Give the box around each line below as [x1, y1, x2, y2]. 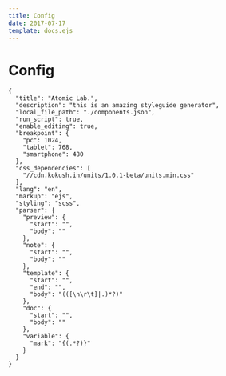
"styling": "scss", [15, 199, 81, 208]
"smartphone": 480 [22, 150, 84, 158]
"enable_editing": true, [15, 122, 98, 130]
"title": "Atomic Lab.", [15, 94, 98, 102]
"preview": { [22, 214, 66, 222]
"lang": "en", [15, 186, 62, 194]
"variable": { [22, 333, 69, 341]
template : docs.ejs [8, 26, 73, 34]
